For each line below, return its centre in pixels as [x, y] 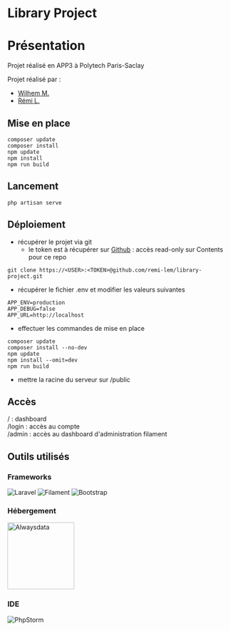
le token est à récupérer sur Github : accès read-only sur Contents [126, 249]
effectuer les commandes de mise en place [81, 328]
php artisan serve [35, 202]
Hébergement [32, 511]
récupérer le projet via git [55, 242]
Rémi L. [29, 101]
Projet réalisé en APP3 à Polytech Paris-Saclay [76, 66]
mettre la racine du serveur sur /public [74, 379]
